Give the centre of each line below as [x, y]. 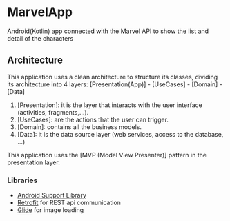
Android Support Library [51, 195]
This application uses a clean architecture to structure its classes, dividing [113, 77]
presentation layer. [33, 162]
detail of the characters [40, 38]
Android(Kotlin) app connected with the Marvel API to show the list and [108, 31]
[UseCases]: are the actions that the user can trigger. [93, 119]
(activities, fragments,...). [53, 112]
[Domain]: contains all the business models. [79, 127]
